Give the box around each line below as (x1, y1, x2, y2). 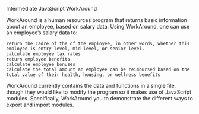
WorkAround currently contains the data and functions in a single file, (6, 83, 176, 89)
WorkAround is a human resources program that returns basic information (6, 17, 187, 23)
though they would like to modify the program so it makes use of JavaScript (6, 88, 192, 96)
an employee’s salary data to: (6, 29, 78, 36)
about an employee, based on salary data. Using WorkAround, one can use (6, 23, 190, 30)
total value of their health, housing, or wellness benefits (6, 72, 161, 78)
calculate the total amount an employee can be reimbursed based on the (6, 66, 190, 72)
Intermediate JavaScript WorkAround (6, 5, 97, 12)
